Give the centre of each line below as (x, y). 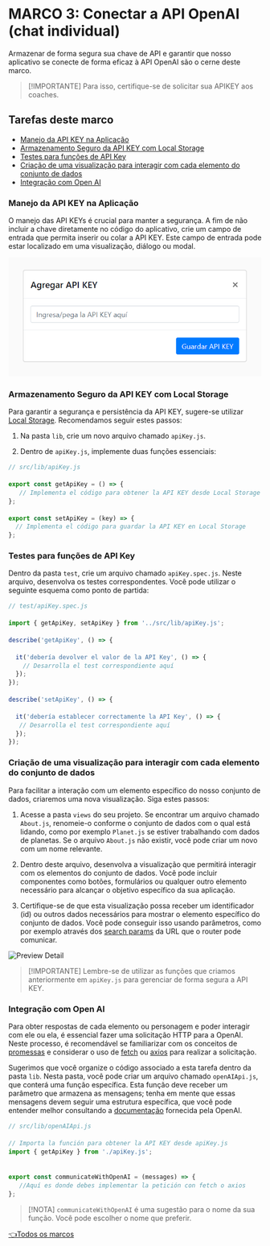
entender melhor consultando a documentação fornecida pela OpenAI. (125, 1110)
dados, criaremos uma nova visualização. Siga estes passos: (109, 798)
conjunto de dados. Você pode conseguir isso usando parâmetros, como (141, 922)
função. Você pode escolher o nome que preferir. (110, 1218)
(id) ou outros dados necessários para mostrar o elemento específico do (140, 914)
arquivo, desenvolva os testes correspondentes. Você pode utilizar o (122, 582)
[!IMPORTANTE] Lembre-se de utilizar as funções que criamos (131, 971)
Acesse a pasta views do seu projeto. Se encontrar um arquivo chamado (139, 815)
